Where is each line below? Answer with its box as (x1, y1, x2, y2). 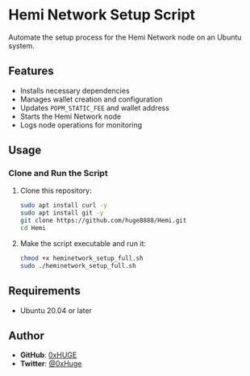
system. (8, 40, 35, 50)
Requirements (8, 284, 81, 298)
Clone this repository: (19, 186, 92, 195)
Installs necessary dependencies (19, 86, 131, 95)
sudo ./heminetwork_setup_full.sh (19, 261, 136, 269)
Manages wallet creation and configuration (19, 94, 163, 104)
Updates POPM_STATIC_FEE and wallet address (19, 102, 169, 112)
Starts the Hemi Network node (19, 111, 122, 121)
